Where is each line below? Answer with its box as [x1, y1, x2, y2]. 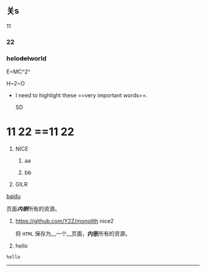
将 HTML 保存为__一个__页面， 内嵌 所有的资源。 [15, 230, 131, 237]
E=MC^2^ [6, 68, 31, 75]
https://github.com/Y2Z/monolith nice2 [15, 217, 114, 224]
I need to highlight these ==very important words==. [15, 92, 148, 99]
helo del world [6, 54, 47, 62]
